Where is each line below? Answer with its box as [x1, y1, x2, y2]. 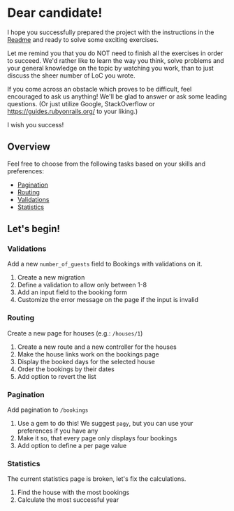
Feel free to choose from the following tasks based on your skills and [7, 159, 206, 168]
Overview [7, 141, 51, 153]
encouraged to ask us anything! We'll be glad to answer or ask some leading [7, 92, 227, 101]
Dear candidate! [7, 5, 103, 21]
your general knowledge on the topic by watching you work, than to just [7, 64, 214, 72]
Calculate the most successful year [17, 496, 119, 504]
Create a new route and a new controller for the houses [17, 343, 177, 351]
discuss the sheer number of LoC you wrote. [7, 71, 136, 80]
